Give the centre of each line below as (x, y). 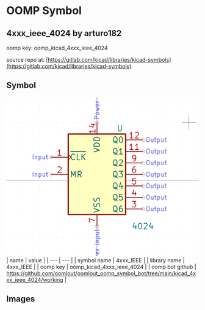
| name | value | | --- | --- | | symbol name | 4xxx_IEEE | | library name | (95, 260)
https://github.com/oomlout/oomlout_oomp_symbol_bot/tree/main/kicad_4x (101, 273)
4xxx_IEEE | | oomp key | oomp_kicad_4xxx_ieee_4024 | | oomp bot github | (101, 267)
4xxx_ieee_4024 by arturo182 (64, 33)
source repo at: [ (27, 60)
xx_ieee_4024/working (35, 279)
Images (21, 299)
